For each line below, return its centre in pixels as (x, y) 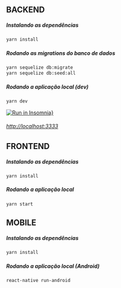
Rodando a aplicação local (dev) (47, 87)
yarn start (20, 204)
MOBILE (21, 223)
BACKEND (26, 10)
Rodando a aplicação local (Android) (53, 266)
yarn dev (17, 101)
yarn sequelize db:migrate (40, 68)
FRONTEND (28, 146)
